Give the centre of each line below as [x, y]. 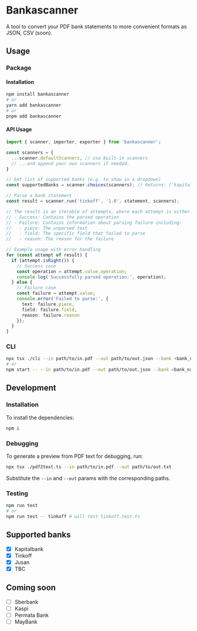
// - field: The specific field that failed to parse [76, 234]
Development [31, 388]
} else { [22, 283]
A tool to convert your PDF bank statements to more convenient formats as [96, 26]
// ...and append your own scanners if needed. [71, 163]
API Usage [19, 129]
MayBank [26, 622]
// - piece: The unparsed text [47, 228]
